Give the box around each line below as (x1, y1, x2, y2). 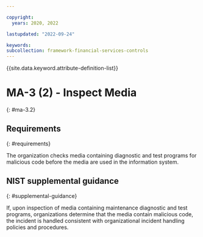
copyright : (6, 14, 34, 20)
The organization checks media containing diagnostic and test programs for (6, 151, 197, 159)
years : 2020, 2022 (12, 20, 59, 26)
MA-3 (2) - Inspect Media (6, 86, 137, 100)
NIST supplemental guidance (6, 176, 119, 186)
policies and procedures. (6, 224, 69, 231)
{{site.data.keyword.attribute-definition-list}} (6, 65, 119, 72)
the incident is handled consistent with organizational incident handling (6, 217, 185, 224)
